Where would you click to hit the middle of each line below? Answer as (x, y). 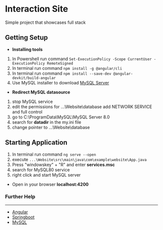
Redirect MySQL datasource (41, 92)
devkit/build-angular (34, 78)
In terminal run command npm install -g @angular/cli (67, 68)
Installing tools (27, 49)
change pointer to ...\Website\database (51, 127)
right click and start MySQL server (46, 175)
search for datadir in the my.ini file (47, 122)
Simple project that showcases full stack (45, 22)
